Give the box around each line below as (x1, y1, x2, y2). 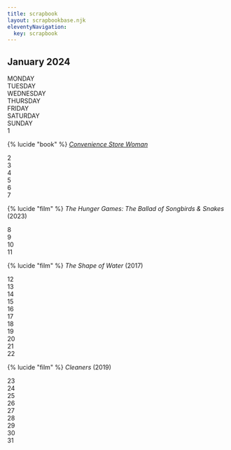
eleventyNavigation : (7, 23, 68, 30)
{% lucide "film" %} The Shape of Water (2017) (7, 261, 143, 270)
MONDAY (7, 74, 35, 83)
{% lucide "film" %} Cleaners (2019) (7, 363, 112, 371)
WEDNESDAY (7, 89, 47, 98)
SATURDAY (7, 111, 40, 120)
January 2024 (7, 55, 71, 67)
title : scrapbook (7, 10, 58, 18)
